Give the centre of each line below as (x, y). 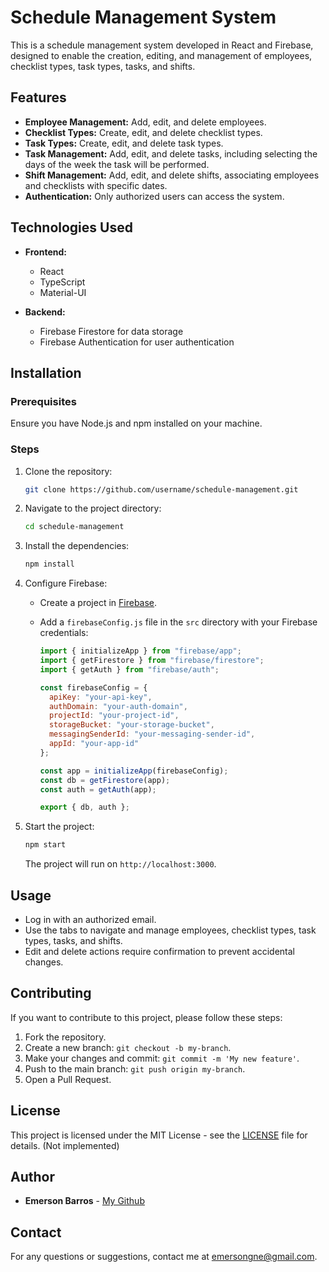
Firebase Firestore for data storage (111, 331)
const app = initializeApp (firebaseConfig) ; (134, 771)
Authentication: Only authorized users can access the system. (154, 196)
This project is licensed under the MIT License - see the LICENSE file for (159, 1135)
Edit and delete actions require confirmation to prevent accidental (159, 951)
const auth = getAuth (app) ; (98, 789)
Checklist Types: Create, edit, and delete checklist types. (143, 132)
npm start (45, 845)
